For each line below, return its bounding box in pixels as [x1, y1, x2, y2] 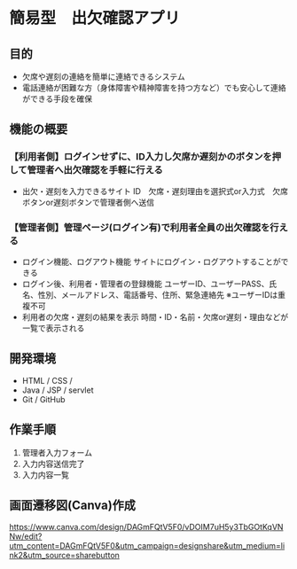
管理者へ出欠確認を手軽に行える [27, 164, 164, 176]
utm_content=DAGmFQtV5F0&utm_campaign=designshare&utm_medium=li [9, 541, 285, 551]
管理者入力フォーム [21, 447, 93, 457]
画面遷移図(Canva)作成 [9, 498, 136, 512]
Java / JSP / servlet [21, 385, 94, 395]
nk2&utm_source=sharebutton [9, 550, 120, 561]
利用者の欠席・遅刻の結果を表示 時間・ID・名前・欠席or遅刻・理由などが [21, 311, 289, 322]
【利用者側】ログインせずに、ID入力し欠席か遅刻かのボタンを [9, 151, 272, 163]
